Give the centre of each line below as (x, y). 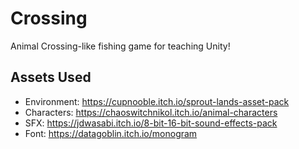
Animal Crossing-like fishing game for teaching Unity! (120, 46)
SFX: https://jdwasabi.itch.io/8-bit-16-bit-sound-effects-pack (151, 123)
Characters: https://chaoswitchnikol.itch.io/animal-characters (151, 112)
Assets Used (51, 77)
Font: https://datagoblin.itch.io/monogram (111, 133)
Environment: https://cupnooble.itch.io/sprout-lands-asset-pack (157, 101)
